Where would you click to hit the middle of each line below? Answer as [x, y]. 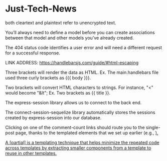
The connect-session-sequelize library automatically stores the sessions [80, 112]
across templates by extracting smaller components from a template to [78, 148]
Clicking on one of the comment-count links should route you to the [75, 127]
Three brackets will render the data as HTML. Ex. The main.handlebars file [82, 72]
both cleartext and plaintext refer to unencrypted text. [61, 23]
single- [153, 127]
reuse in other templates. [31, 153]
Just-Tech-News [41, 9]
